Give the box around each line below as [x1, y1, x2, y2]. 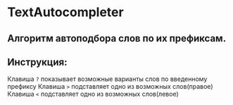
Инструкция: [7, 56, 68, 68]
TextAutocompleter [7, 4, 125, 20]
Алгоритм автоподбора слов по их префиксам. [7, 32, 227, 44]
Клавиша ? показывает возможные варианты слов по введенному [7, 75, 208, 83]
